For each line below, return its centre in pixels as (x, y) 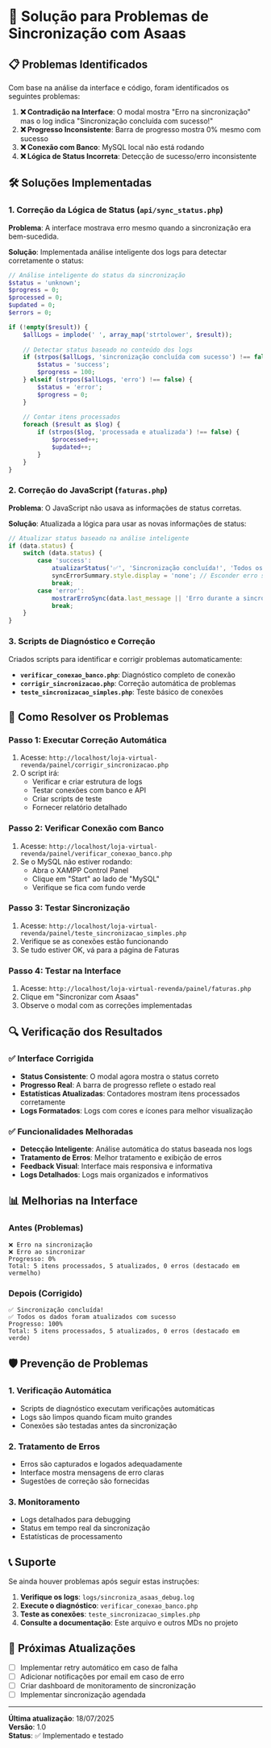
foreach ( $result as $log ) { (72, 425)
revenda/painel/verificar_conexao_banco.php (96, 854)
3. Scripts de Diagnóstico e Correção (82, 642)
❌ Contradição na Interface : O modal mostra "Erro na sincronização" (135, 112)
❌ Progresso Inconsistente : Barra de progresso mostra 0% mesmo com (140, 129)
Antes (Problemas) (46, 1228)
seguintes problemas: (44, 96)
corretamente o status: (46, 260)
